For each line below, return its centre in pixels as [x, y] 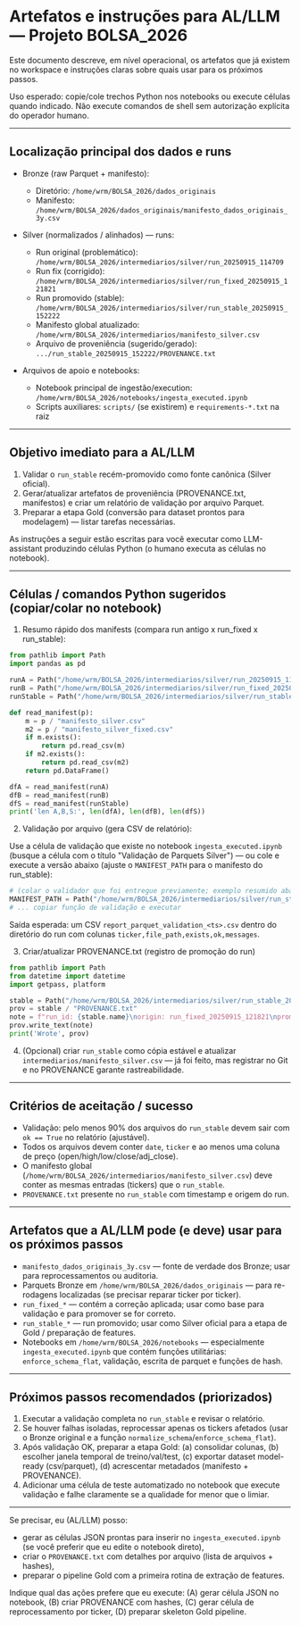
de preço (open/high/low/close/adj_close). [100, 1156]
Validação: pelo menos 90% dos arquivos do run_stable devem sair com [156, 1128]
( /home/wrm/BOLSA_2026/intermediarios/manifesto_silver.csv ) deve [147, 1175]
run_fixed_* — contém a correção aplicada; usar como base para [143, 1304]
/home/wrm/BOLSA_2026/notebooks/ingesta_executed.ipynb [142, 398]
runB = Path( [33, 688]
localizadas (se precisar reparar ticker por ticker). [150, 1294]
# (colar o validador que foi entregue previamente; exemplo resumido [143, 891]
